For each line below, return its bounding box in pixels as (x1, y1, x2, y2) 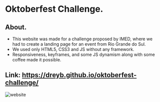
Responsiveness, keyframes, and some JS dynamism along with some (12, 51, 155, 57)
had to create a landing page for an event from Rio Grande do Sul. (12, 41, 146, 47)
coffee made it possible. (12, 57, 62, 62)
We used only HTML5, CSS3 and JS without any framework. (12, 47, 134, 52)
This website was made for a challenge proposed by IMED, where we (12, 36, 153, 42)
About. (5, 23, 27, 31)
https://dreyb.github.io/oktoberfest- (22, 71, 137, 79)
